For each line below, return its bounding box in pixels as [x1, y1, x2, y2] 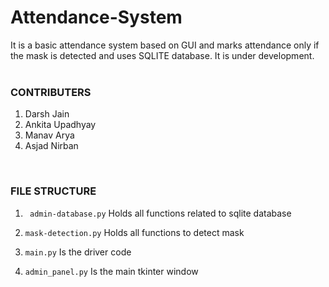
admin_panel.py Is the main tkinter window [24, 265, 199, 277]
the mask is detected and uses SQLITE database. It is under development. [10, 49, 315, 61]
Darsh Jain [24, 108, 70, 120]
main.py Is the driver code [24, 246, 132, 258]
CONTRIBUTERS [10, 85, 92, 99]
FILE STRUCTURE [10, 184, 97, 198]
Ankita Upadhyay [24, 119, 97, 131]
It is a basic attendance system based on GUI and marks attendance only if [10, 39, 320, 51]
